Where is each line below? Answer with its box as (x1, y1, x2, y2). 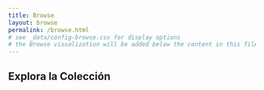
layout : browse (8, 19, 58, 27)
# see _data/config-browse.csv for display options (8, 33, 181, 41)
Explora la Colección (8, 70, 112, 83)
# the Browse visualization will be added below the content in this (8, 41, 241, 49)
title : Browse (8, 11, 55, 20)
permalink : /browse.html (8, 26, 90, 34)
